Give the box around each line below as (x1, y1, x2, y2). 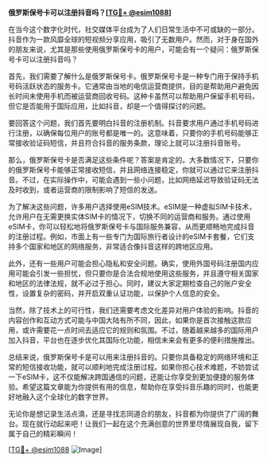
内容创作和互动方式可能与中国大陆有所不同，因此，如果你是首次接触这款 (8, 315, 245, 325)
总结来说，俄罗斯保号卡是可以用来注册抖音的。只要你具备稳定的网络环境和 (8, 352, 252, 362)
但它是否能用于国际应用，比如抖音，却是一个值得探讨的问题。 (8, 101, 211, 111)
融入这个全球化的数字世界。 (21, 392, 113, 401)
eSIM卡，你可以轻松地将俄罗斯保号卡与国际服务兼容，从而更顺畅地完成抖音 (8, 222, 255, 231)
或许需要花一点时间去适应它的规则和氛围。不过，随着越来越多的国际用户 (21, 326, 259, 335)
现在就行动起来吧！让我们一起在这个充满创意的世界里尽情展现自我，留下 (21, 419, 259, 429)
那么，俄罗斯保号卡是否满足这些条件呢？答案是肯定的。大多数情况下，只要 (8, 155, 252, 164)
